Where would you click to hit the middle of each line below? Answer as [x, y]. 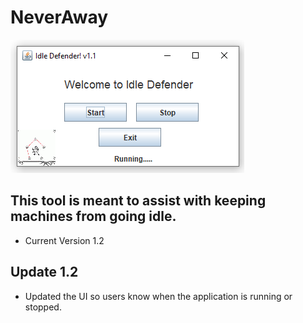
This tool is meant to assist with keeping [138, 201]
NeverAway [59, 17]
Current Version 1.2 [64, 240]
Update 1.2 [44, 272]
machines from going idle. [93, 216]
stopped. [43, 307]
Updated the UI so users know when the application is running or [158, 296]
